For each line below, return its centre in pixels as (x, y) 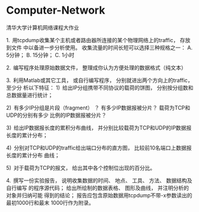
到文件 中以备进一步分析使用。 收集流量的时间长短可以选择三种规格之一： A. (99, 48)
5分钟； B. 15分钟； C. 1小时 (40, 55)
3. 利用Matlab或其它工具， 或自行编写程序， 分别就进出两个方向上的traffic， (99, 80)
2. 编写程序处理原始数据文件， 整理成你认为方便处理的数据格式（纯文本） (96, 67)
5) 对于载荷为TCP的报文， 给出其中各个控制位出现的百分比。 (81, 167)
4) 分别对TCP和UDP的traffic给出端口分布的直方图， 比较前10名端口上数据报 (99, 148)
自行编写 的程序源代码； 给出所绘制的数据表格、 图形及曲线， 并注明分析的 (97, 188)
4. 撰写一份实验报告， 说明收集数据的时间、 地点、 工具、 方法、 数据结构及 (99, 180)
